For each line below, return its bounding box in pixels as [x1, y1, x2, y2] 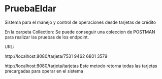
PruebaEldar [4, 3, 57, 14]
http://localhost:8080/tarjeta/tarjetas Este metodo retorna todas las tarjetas [4, 63, 158, 69]
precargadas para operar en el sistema [4, 68, 83, 74]
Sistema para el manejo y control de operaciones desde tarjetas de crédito [4, 19, 156, 25]
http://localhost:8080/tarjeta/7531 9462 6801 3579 [4, 53, 108, 59]
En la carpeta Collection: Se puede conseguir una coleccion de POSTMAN [4, 29, 156, 35]
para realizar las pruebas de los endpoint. [4, 34, 89, 40]
